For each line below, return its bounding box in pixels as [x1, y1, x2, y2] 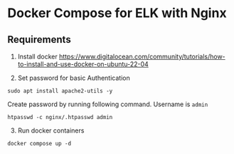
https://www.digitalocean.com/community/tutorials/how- [59, 52, 225, 61]
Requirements [7, 34, 71, 46]
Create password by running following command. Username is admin [7, 100, 208, 108]
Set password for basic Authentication [17, 73, 130, 82]
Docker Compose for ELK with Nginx [7, 5, 227, 21]
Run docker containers [17, 126, 85, 135]
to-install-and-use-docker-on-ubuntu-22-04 [17, 60, 149, 68]
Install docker [17, 52, 58, 61]
